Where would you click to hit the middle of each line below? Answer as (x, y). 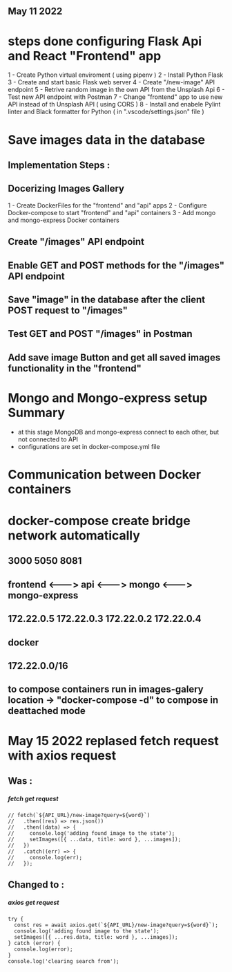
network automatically (74, 535)
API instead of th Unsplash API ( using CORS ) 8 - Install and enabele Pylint (114, 104)
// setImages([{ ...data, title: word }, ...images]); (95, 839)
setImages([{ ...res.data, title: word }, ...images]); (96, 937)
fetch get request (33, 798)
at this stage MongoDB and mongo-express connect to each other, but (118, 432)
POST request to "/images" (68, 310)
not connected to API (48, 439)
